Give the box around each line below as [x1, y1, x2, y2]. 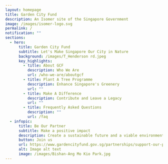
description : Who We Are [27, 68, 79, 73]
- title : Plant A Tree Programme [23, 77, 93, 82]
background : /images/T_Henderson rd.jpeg [18, 53, 106, 59]
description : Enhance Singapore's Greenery [27, 81, 120, 86]
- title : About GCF [23, 63, 64, 68]
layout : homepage [5, 7, 41, 12]
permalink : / [5, 26, 32, 31]
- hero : [9, 40, 26, 45]
